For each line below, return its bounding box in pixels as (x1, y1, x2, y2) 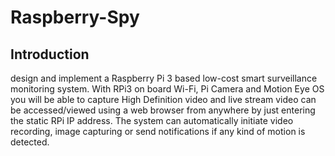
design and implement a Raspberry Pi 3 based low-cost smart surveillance (10, 72, 318, 84)
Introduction (10, 46, 90, 63)
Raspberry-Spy (10, 6, 140, 29)
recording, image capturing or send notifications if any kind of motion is (10, 126, 306, 137)
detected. (10, 136, 50, 148)
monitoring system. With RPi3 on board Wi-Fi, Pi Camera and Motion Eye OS (10, 83, 325, 95)
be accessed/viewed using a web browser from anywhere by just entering (10, 104, 316, 116)
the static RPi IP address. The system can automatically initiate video (10, 115, 294, 126)
